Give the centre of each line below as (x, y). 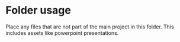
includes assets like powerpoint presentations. (62, 33)
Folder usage (38, 10)
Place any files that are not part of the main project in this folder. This (90, 27)
